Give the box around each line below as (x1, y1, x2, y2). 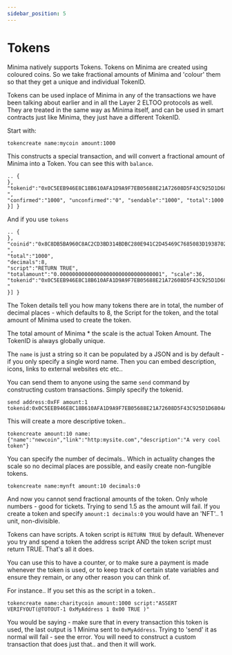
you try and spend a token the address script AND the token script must (7, 537, 212, 546)
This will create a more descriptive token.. (7, 416, 126, 425)
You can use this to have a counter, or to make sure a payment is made (7, 558, 209, 566)
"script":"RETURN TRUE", (7, 264, 79, 272)
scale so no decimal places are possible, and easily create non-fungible (7, 461, 212, 470)
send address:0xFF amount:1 (7, 398, 88, 405)
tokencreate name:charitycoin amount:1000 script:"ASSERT (7, 600, 177, 607)
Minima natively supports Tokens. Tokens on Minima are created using (7, 63, 208, 71)
